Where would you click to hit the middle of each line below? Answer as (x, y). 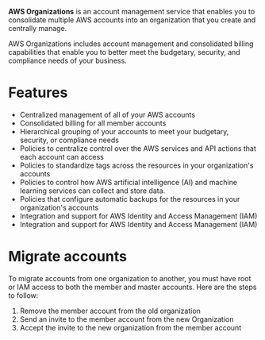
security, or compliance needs (69, 140)
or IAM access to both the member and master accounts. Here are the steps (132, 287)
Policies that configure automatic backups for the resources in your (130, 199)
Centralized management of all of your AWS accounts (108, 114)
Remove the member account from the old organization (110, 311)
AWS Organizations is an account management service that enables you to (132, 12)
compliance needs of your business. (67, 60)
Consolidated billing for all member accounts (93, 123)
